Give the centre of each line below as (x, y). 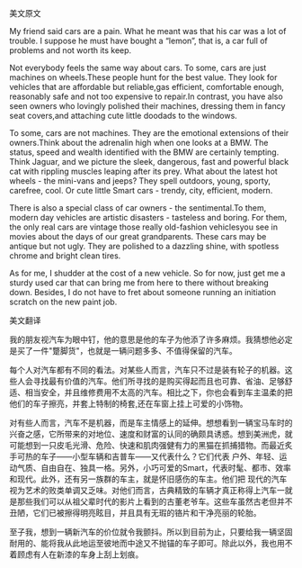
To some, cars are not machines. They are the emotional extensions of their (149, 133)
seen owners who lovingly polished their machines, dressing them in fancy (147, 106)
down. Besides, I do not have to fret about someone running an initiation (143, 292)
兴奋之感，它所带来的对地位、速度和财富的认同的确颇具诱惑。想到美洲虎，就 (151, 434)
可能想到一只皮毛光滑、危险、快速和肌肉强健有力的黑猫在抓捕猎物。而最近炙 (151, 445)
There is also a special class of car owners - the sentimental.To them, (138, 208)
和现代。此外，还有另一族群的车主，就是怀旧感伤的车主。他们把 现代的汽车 (148, 479)
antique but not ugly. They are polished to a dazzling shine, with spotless (144, 246)
